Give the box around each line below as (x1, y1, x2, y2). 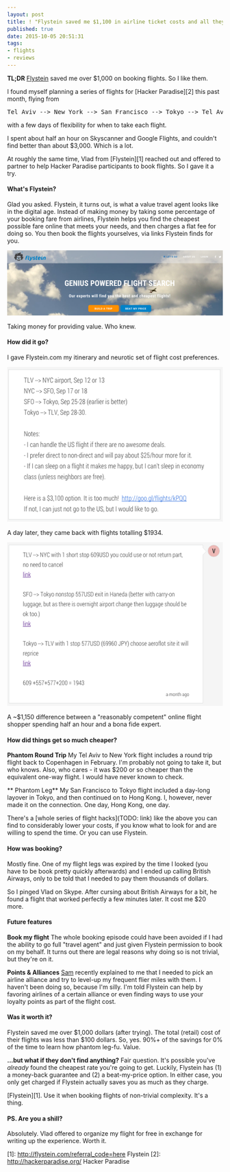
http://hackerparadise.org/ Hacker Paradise (7, 1158, 130, 1166)
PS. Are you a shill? (7, 1114, 63, 1123)
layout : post (7, 11, 44, 18)
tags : (7, 40, 23, 47)
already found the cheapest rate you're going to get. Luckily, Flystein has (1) (7, 1064, 222, 1072)
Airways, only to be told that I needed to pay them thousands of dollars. (7, 874, 209, 883)
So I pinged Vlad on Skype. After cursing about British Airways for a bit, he (7, 887, 218, 896)
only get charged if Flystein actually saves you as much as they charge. (7, 1078, 209, 1086)
